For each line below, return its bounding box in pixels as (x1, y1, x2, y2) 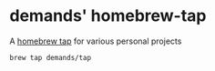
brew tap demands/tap (9, 53, 92, 62)
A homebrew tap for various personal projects (9, 35, 182, 46)
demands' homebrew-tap (9, 5, 207, 26)
